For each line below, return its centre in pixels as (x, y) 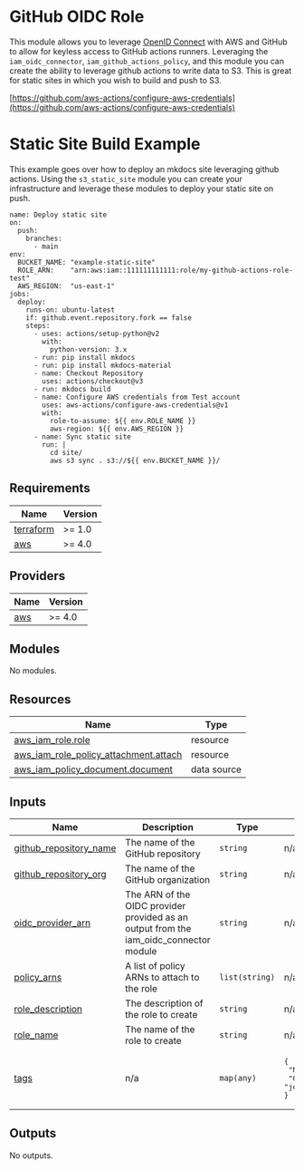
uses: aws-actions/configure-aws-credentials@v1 (135, 405)
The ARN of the (158, 894)
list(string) (247, 977)
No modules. (33, 671)
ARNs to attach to (162, 977)
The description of (164, 1003)
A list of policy (155, 965)
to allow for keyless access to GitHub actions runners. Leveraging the (139, 51)
